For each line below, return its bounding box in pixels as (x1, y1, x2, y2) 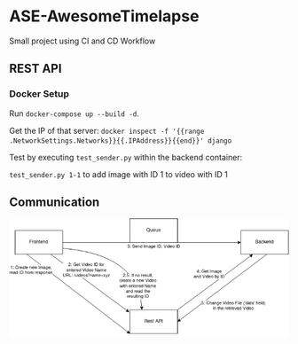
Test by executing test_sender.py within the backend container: (9, 152, 243, 162)
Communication (9, 195, 100, 210)
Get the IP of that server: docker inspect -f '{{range (9, 125, 205, 136)
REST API (9, 61, 62, 76)
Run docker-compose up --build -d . (9, 108, 139, 119)
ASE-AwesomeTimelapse (9, 6, 200, 27)
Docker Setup (9, 88, 69, 100)
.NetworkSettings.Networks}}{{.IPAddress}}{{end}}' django (9, 136, 232, 145)
